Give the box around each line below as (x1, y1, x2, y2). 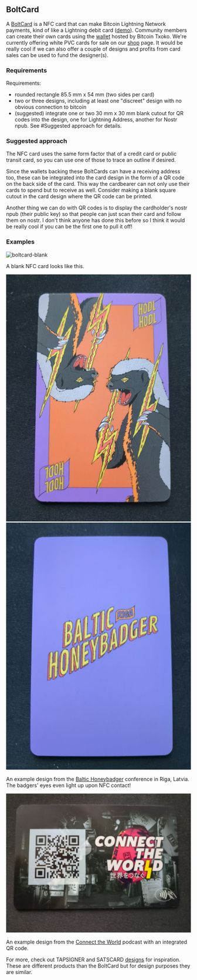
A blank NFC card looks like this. (6, 262, 84, 269)
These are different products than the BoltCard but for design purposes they (6, 962, 191, 969)
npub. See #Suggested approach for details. (14, 122, 122, 129)
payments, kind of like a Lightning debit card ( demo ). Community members (6, 26, 188, 34)
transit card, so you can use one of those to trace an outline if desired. (6, 156, 176, 164)
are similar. (6, 968, 33, 975)
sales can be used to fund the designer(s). (6, 51, 108, 58)
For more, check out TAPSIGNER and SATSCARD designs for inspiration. (6, 956, 181, 963)
